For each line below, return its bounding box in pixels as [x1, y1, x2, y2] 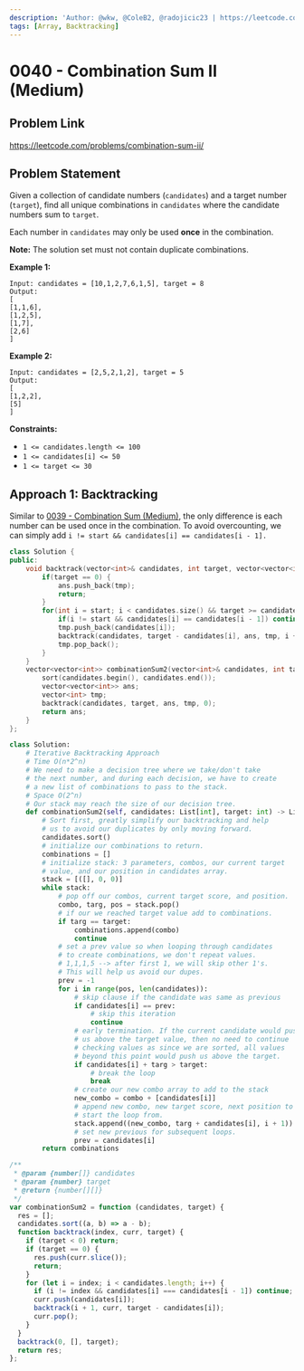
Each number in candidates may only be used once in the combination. [9, 227, 274, 238]
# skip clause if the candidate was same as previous [73, 993, 281, 1002]
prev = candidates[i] [73, 1136, 156, 1145]
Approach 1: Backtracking [9, 486, 158, 502]
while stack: [42, 883, 91, 892]
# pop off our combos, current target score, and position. [57, 892, 290, 901]
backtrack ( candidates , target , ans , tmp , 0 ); [42, 699, 217, 708]
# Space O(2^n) [25, 791, 83, 800]
